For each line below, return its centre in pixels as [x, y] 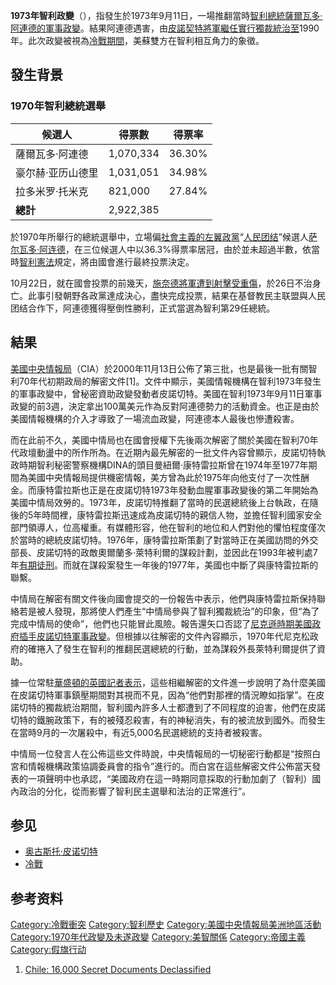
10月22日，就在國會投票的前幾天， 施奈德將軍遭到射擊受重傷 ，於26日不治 [161, 283]
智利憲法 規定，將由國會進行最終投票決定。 [107, 261]
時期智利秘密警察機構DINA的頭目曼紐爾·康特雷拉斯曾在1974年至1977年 [163, 465]
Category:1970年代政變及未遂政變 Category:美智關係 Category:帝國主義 [158, 937]
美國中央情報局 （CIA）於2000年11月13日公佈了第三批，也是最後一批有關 [159, 368]
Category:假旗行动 [48, 950]
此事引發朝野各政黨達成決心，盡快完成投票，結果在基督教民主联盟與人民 [176, 295]
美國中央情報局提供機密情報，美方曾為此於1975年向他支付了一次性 [164, 477]
